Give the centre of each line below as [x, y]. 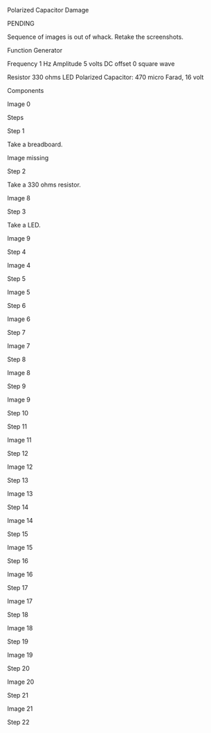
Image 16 [20, 574]
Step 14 [18, 507]
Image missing [28, 158]
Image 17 [20, 601]
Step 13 [18, 480]
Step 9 [17, 386]
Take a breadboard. [35, 144]
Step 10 [18, 413]
